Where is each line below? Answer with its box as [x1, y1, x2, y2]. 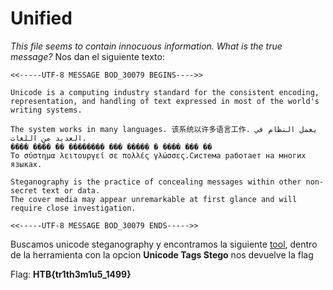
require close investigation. [10, 203, 137, 213]
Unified [10, 7, 73, 30]
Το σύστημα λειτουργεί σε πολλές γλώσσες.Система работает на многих [10, 150, 307, 161]
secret [10, 185, 38, 196]
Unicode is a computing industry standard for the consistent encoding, [10, 87, 320, 97]
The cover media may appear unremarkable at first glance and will [10, 194, 298, 204]
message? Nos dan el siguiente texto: [10, 50, 165, 62]
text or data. [41, 185, 101, 196]
